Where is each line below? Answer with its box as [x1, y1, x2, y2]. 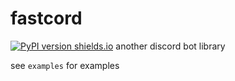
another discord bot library [115, 40, 226, 52]
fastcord [10, 7, 83, 30]
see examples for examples [10, 59, 120, 71]
